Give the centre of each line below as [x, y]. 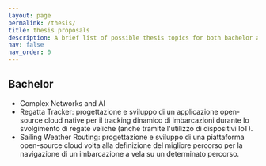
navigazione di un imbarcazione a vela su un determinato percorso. [129, 153]
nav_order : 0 [30, 52]
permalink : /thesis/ [42, 23]
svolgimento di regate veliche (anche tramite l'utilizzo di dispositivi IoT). [136, 128]
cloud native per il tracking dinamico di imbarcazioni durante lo [146, 120]
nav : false [26, 45]
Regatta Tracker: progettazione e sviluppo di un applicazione [119, 111]
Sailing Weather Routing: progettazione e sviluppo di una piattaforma [132, 137]
